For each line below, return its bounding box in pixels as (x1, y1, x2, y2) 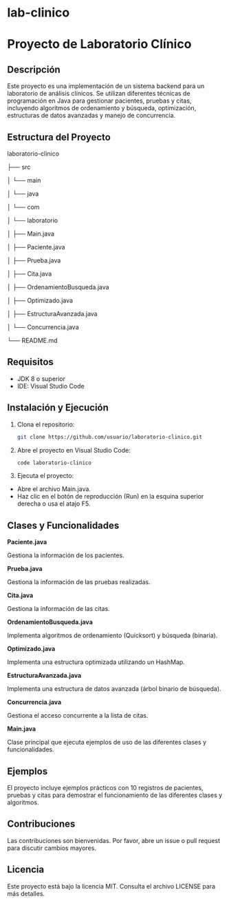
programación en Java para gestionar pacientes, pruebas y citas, (7, 96, 192, 105)
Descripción (7, 63, 61, 75)
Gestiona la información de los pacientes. (7, 551, 125, 559)
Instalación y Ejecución (7, 402, 109, 414)
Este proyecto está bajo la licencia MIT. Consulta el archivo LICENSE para (7, 882, 215, 890)
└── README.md (7, 336, 58, 344)
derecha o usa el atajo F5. (17, 499, 91, 508)
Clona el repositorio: (17, 420, 75, 428)
